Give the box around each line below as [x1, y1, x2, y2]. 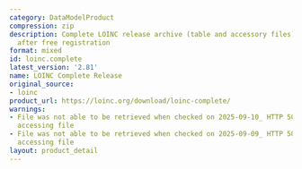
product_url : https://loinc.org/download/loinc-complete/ [9, 96, 231, 106]
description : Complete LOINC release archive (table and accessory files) [9, 30, 296, 38]
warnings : [9, 105, 47, 114]
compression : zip [9, 21, 75, 30]
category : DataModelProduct [9, 13, 115, 22]
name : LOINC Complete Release [9, 72, 123, 80]
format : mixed [9, 46, 63, 55]
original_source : [9, 80, 75, 89]
